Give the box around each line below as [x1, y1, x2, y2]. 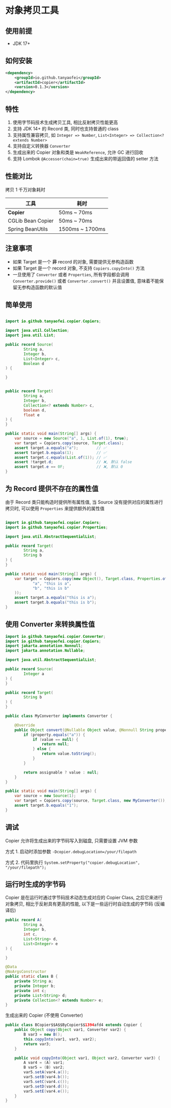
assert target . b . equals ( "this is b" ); [14, 600, 97, 605]
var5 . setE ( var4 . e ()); [23, 1089, 70, 1094]
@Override [14, 722, 36, 728]
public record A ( [5, 918, 42, 923]
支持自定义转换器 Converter [12, 143, 71, 149]
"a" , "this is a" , [32, 581, 72, 586]
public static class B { [5, 974, 58, 979]
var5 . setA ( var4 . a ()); [23, 1070, 70, 1075]
